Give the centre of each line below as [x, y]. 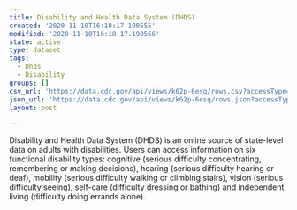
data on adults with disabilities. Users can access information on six [133, 150]
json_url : [27, 99]
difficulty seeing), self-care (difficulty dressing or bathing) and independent [147, 187]
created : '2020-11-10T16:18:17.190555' [83, 26]
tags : [19, 58]
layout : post [33, 108]
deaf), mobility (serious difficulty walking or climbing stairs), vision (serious [146, 178]
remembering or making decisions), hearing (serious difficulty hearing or [141, 169]
